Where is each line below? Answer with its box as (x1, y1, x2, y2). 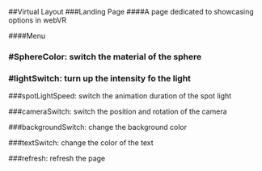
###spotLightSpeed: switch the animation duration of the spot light (8, 91, 232, 101)
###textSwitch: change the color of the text (8, 138, 154, 148)
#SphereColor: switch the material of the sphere (8, 51, 202, 62)
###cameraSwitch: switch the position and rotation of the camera (8, 106, 228, 116)
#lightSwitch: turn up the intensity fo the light (8, 73, 192, 84)
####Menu (8, 31, 46, 40)
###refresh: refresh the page (8, 153, 106, 164)
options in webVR (8, 15, 67, 25)
